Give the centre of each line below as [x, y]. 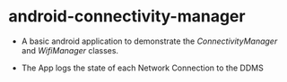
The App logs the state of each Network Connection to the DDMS [142, 68]
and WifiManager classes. [70, 50]
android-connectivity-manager [127, 16]
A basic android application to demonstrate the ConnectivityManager [149, 41]
